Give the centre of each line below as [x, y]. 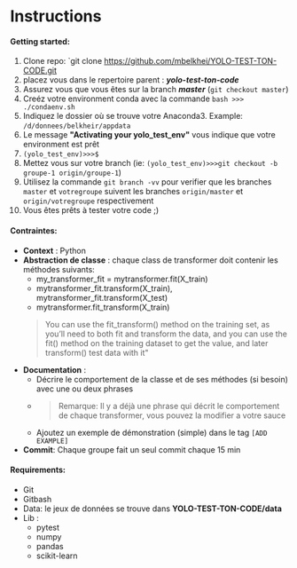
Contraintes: [34, 230]
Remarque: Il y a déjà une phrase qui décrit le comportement [169, 406]
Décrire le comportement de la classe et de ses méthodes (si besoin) [162, 379]
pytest [48, 527]
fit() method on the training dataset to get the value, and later [156, 343]
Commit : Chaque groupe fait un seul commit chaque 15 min [132, 449]
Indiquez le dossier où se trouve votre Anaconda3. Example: [133, 116]
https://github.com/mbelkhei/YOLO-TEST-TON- [191, 61]
